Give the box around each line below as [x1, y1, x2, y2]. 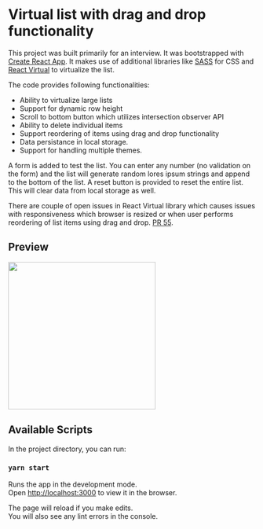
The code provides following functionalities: [8, 80, 150, 90]
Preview [8, 241, 49, 254]
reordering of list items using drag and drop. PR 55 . [8, 218, 174, 227]
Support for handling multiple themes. [19, 145, 143, 155]
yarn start [8, 464, 49, 472]
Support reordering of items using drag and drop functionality [19, 128, 220, 138]
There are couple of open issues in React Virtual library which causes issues [8, 200, 256, 210]
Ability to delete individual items [19, 120, 123, 130]
